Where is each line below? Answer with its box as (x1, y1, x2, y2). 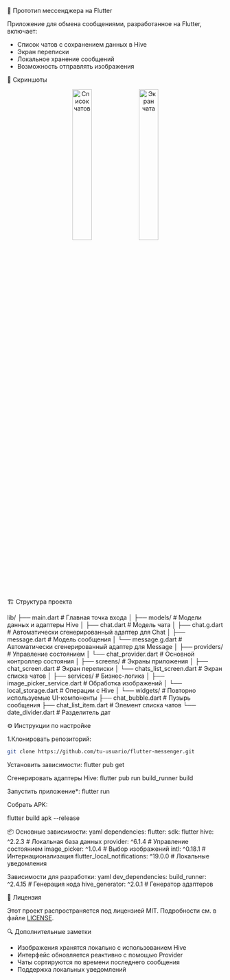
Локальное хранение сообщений (16, 55, 115, 63)
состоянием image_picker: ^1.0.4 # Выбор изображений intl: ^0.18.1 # (7, 845, 206, 853)
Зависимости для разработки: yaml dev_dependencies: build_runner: (7, 872, 207, 880)
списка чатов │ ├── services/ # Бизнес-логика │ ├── (7, 672, 165, 680)
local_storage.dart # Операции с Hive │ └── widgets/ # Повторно (7, 687, 196, 694)
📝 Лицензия (7, 893, 42, 901)
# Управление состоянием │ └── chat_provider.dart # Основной (7, 650, 195, 658)
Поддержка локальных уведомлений (16, 965, 127, 973)
